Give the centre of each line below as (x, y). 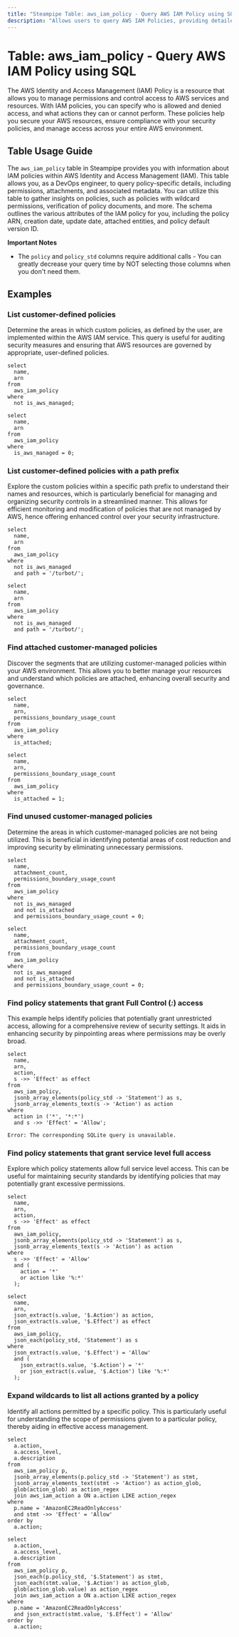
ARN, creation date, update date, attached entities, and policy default (108, 221)
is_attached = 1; (39, 799)
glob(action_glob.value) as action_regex (76, 1589)
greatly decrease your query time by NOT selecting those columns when (124, 264)
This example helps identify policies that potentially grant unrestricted (110, 1018)
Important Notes (32, 242)
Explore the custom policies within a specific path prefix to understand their (118, 486)
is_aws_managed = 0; (44, 453)
